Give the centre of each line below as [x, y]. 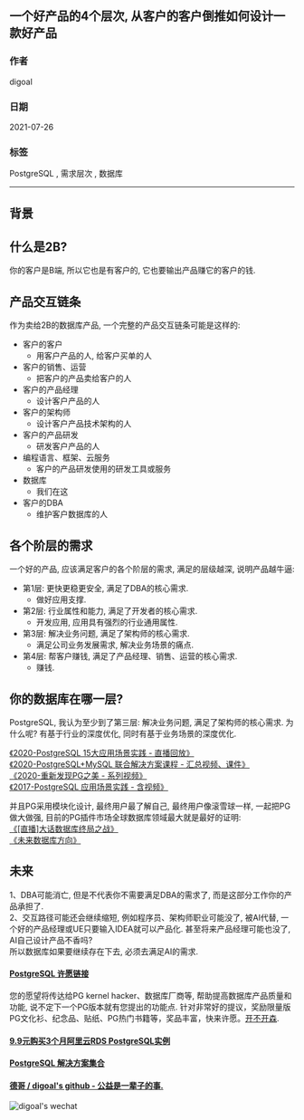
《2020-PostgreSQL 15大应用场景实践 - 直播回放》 [102, 752]
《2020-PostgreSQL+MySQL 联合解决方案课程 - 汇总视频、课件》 [130, 764]
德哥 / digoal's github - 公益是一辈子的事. [86, 1086]
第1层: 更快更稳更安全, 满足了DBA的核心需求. [105, 589]
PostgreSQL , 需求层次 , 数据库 [66, 174]
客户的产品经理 [50, 390]
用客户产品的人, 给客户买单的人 [94, 356]
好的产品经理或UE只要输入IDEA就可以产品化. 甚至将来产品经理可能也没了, [154, 929]
